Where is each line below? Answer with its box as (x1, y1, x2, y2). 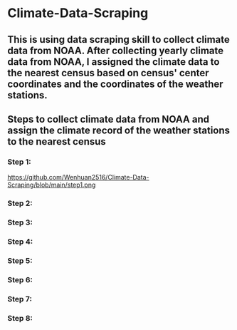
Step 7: (7, 294, 32, 304)
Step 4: (7, 237, 33, 247)
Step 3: (7, 217, 33, 227)
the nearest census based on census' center (7, 66, 209, 79)
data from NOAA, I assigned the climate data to (7, 56, 220, 68)
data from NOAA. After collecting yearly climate (7, 44, 224, 56)
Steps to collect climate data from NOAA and (7, 113, 210, 125)
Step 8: (7, 313, 33, 323)
